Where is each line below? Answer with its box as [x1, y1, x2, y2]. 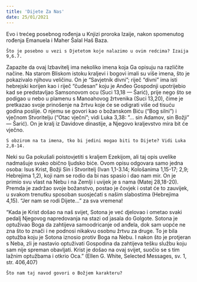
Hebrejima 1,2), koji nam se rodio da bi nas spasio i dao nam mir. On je [6, 172, 176, 179]
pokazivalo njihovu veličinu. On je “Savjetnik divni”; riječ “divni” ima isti [6, 76, 178, 83]
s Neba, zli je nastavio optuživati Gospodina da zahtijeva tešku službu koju [6, 240, 187, 247]
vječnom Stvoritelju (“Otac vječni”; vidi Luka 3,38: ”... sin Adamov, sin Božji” [6, 113, 190, 121]
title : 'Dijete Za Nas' [6, 8, 65, 15]
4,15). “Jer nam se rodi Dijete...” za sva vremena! [6, 197, 123, 204]
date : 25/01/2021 [6, 14, 49, 20]
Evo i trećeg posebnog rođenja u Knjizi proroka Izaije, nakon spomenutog [6, 30, 184, 37]
